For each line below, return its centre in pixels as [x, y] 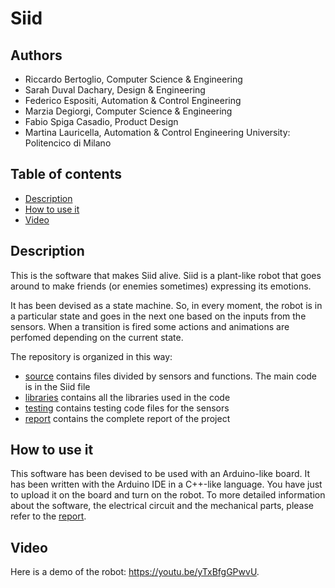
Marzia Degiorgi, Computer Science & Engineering [128, 111]
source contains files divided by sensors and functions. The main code [171, 376]
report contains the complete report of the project [127, 418]
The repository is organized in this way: [91, 356]
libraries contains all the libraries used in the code [127, 397]
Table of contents [66, 174]
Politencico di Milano [68, 143]
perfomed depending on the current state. [97, 337]
